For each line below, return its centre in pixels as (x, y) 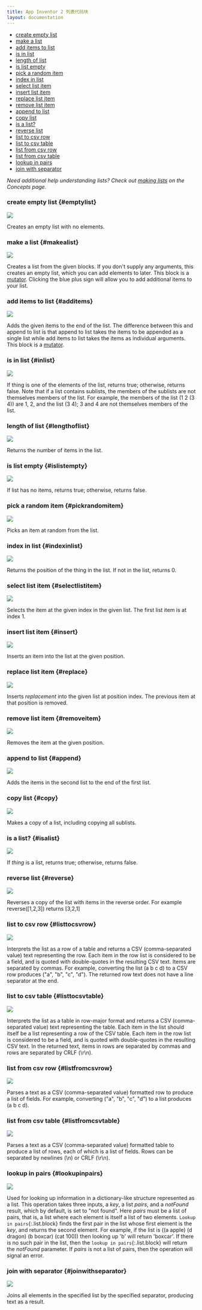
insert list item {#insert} (43, 632)
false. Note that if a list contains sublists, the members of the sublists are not (101, 391)
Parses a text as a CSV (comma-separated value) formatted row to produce (100, 1092)
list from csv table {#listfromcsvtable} (64, 1121)
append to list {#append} (44, 758)
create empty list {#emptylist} (52, 202)
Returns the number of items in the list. (55, 450)
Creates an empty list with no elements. (56, 227)
